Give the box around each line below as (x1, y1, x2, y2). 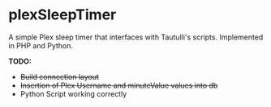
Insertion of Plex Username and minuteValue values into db (19, 80, 218, 90)
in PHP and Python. (8, 40, 74, 50)
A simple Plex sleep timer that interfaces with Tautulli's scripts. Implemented (8, 32, 264, 42)
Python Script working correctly (19, 88, 127, 98)
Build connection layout (19, 72, 100, 81)
